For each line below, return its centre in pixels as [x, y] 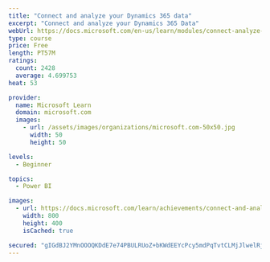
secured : [23, 245]
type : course [30, 38]
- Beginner [34, 164]
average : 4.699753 [47, 76]
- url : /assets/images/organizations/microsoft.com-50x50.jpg [129, 128]
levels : [21, 157]
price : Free [28, 46]
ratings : [23, 61]
